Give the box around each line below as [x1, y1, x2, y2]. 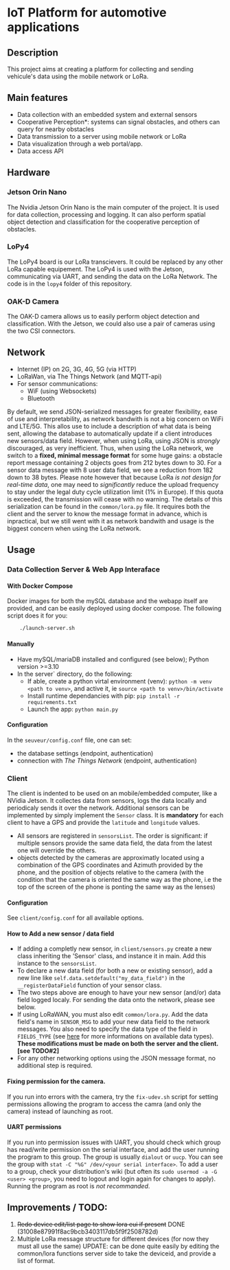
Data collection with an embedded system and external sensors [16, 110, 198, 118]
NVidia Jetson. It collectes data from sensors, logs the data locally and [7, 797, 207, 804]
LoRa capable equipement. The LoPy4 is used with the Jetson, [7, 264, 184, 273]
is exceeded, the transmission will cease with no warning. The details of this [7, 495, 222, 503]
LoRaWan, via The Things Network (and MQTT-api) [16, 372, 163, 381]
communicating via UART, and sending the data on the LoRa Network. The [7, 272, 218, 280]
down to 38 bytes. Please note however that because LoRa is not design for [7, 473, 221, 481]
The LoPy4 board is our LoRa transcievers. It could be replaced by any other [7, 258, 223, 266]
